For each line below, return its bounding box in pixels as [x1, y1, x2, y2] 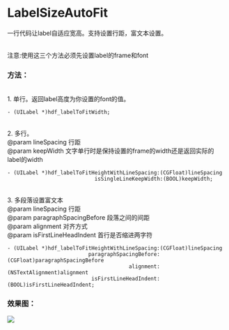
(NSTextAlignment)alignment [7, 269, 89, 276]
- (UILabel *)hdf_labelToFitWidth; [7, 109, 111, 116]
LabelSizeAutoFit [7, 5, 108, 21]
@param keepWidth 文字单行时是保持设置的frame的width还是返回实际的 [7, 147, 214, 155]
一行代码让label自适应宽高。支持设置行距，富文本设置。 [7, 29, 168, 37]
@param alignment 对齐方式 [7, 222, 88, 231]
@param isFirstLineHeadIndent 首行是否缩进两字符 [7, 231, 153, 239]
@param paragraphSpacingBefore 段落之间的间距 [7, 213, 150, 222]
